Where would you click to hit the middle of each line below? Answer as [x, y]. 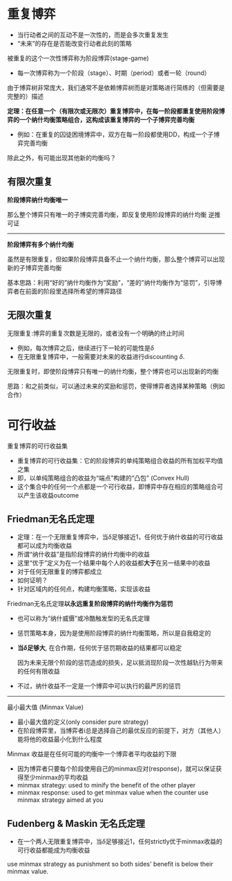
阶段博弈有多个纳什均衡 [40, 244]
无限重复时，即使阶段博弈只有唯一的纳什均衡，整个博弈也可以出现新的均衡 [113, 371]
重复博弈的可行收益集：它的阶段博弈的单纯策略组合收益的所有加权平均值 [120, 460]
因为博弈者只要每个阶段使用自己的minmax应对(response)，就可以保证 [116, 769]
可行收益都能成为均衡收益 [54, 851]
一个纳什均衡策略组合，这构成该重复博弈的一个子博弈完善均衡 [107, 119]
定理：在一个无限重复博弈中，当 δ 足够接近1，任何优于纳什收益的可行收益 [120, 537]
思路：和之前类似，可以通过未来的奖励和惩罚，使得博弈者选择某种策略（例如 [116, 386]
